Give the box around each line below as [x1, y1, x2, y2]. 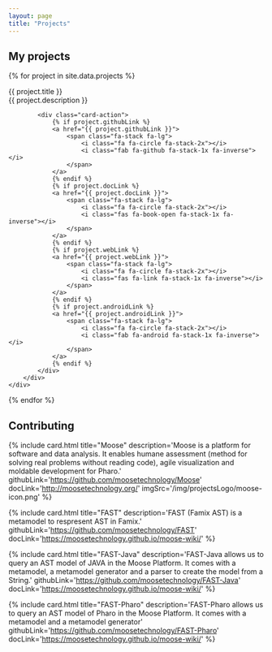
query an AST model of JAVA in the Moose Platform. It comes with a [8, 558, 236, 568]
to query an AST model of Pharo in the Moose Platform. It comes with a [8, 608, 247, 618]
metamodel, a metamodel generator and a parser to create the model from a [8, 567, 264, 576]
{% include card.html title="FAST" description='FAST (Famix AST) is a [8, 508, 243, 518]
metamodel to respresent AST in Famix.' [8, 516, 142, 526]
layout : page [8, 11, 53, 20]
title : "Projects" [8, 19, 71, 28]
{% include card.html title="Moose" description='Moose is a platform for [8, 440, 252, 451]
